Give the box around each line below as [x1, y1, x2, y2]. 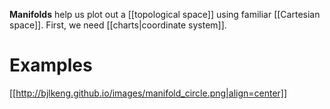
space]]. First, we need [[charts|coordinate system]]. [9, 19, 227, 31]
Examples [9, 54, 93, 77]
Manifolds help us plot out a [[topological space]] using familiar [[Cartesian [9, 9, 321, 20]
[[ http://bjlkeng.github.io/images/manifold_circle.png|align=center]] [9, 87, 288, 99]
